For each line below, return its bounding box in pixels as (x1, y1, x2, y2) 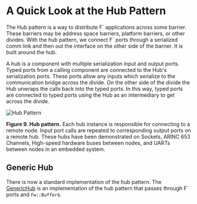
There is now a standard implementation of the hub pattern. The (6, 178, 162, 185)
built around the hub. (6, 48, 57, 55)
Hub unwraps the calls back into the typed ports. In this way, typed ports (6, 85, 183, 92)
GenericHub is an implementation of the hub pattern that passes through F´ (6, 185, 189, 192)
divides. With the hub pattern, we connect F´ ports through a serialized (6, 36, 178, 43)
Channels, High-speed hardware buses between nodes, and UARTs (6, 139, 170, 146)
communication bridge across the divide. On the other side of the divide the (6, 78, 191, 86)
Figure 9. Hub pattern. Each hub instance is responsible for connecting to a (6, 120, 191, 127)
